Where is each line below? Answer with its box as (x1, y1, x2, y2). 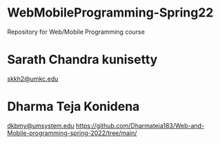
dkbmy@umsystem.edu (7, 121, 74, 130)
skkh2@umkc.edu (7, 74, 59, 83)
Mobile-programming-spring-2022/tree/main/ (7, 129, 137, 137)
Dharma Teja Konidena (7, 99, 140, 114)
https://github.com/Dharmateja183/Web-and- (75, 121, 205, 130)
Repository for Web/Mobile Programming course (7, 28, 145, 36)
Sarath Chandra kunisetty (7, 52, 158, 68)
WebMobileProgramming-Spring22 (7, 5, 214, 21)
